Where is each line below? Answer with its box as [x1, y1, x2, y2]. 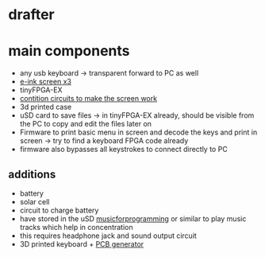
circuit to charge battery [19, 205, 99, 215]
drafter [8, 6, 56, 24]
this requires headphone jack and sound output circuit [19, 231, 197, 240]
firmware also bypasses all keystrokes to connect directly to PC [19, 145, 228, 154]
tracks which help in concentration [19, 222, 133, 232]
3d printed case [19, 102, 72, 112]
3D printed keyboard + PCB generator [19, 239, 144, 248]
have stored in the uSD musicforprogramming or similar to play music [19, 213, 247, 224]
